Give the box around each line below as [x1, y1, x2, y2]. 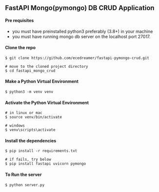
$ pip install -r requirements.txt [5, 149, 78, 154]
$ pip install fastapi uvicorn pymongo [5, 161, 86, 166]
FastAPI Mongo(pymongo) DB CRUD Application [5, 4, 155, 12]
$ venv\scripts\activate [5, 128, 56, 133]
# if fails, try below [5, 157, 51, 162]
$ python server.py [5, 182, 45, 187]
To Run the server [5, 172, 42, 177]
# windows [5, 123, 25, 128]
